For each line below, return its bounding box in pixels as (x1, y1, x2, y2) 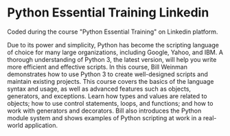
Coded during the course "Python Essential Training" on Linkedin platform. (7, 27, 218, 36)
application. (24, 121, 58, 129)
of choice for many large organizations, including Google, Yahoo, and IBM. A (7, 48, 223, 56)
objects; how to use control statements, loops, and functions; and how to (7, 99, 214, 107)
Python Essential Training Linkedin (7, 5, 209, 21)
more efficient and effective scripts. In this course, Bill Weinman (7, 63, 187, 71)
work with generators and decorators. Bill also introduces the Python (7, 106, 202, 115)
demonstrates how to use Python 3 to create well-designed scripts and (7, 70, 208, 78)
